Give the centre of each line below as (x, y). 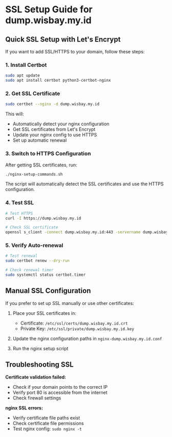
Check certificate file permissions (48, 423)
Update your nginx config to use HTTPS (55, 135)
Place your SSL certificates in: (45, 313)
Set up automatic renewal (40, 140)
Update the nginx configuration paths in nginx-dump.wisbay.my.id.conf (87, 338)
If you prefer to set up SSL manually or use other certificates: (70, 303)
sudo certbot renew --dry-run (38, 261)
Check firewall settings (37, 398)
